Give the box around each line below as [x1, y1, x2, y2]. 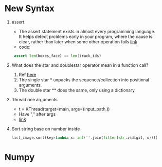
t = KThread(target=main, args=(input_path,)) [18, 106, 110, 112]
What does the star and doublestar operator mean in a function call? [11, 62, 149, 68]
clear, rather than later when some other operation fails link [18, 38, 138, 44]
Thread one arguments [11, 96, 58, 102]
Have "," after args [18, 111, 56, 117]
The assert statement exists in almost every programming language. [18, 28, 156, 34]
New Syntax [4, 3, 54, 14]
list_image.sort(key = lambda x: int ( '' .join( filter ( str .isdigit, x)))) [11, 135, 158, 140]
